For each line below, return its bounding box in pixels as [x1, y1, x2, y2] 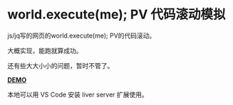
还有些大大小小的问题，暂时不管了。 [7, 61, 114, 70]
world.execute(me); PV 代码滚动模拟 [7, 6, 226, 23]
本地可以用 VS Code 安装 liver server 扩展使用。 [7, 90, 148, 99]
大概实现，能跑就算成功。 [7, 46, 83, 55]
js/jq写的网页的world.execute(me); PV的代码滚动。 [7, 31, 156, 40]
